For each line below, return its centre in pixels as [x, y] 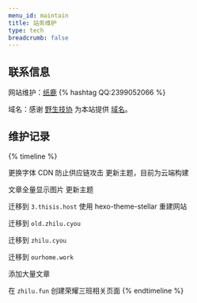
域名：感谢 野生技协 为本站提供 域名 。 [70, 109]
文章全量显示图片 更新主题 [51, 189]
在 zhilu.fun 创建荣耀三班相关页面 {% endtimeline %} [96, 290]
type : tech [26, 30]
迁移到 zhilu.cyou [38, 240]
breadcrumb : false [38, 38]
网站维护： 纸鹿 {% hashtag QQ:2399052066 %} [87, 93]
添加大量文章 [29, 274]
